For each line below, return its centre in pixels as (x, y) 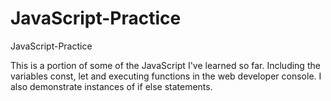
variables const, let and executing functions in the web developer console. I (166, 76)
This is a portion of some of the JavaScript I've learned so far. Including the (165, 65)
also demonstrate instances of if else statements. (111, 86)
